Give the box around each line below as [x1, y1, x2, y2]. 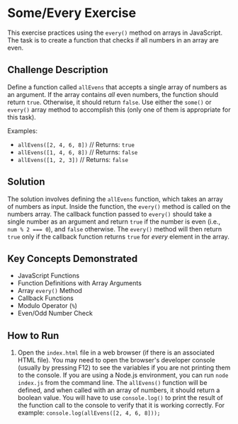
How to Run [7, 329, 59, 341]
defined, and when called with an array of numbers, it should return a [17, 386, 220, 394]
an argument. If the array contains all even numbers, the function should [7, 90, 219, 98]
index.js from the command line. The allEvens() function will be [17, 379, 208, 387]
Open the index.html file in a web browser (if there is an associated [17, 348, 215, 357]
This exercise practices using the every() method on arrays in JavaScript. [7, 28, 223, 37]
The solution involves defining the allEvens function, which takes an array [7, 195, 223, 203]
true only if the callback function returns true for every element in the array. [7, 232, 230, 241]
